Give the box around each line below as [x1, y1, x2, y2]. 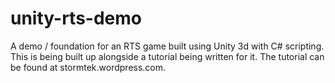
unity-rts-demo [10, 7, 142, 30]
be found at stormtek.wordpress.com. [10, 61, 167, 73]
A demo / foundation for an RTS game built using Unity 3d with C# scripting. [10, 40, 325, 52]
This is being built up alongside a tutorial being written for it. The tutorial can [10, 50, 325, 62]
